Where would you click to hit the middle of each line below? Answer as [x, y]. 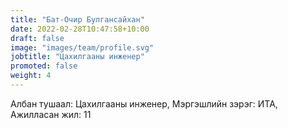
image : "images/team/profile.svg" [82, 47]
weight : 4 [31, 76]
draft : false [37, 38]
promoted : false [44, 66]
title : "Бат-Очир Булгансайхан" [77, 19]
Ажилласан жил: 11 [51, 114]
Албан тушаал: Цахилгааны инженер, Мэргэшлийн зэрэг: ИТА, [144, 103]
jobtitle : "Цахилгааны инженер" [77, 57]
